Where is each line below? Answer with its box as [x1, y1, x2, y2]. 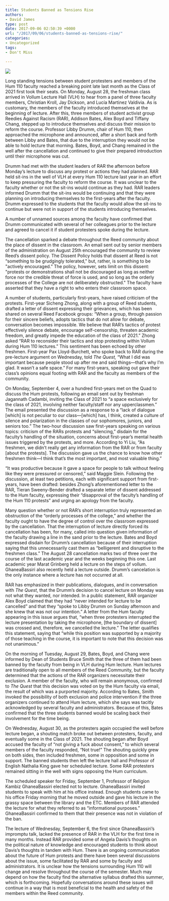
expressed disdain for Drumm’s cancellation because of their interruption [5, 539, 157, 545]
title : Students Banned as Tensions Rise [5, 7, 94, 13]
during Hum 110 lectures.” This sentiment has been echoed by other [5, 343, 146, 349]
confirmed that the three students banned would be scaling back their [5, 710, 151, 716]
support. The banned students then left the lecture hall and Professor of [5, 757, 155, 763]
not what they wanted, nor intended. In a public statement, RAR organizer [5, 592, 158, 598]
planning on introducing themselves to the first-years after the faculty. [5, 195, 151, 201]
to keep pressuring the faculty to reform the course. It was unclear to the [5, 179, 157, 185]
